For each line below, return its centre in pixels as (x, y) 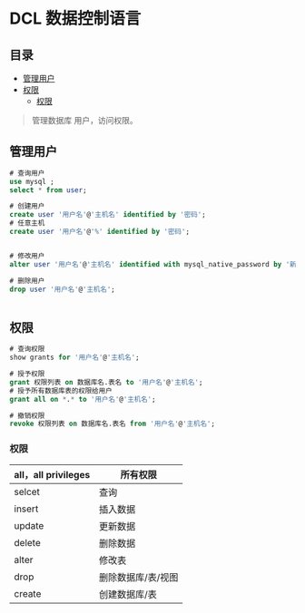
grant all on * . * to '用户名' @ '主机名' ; (83, 399)
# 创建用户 (27, 206)
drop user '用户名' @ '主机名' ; (62, 289)
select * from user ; (49, 190)
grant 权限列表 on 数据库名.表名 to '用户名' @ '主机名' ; (106, 382)
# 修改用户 (27, 256)
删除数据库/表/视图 (138, 577)
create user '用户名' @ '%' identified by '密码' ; (100, 232)
